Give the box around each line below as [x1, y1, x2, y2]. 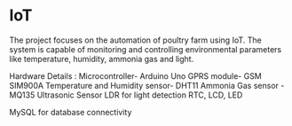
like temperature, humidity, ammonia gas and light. [9, 53, 194, 64]
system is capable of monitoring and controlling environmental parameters [9, 43, 282, 54]
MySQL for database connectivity [9, 106, 132, 117]
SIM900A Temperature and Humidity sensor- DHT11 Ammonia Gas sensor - [9, 80, 285, 91]
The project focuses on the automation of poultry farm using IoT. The [9, 35, 262, 45]
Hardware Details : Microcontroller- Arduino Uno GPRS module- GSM [9, 70, 262, 81]
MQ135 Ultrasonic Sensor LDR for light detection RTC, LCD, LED [9, 90, 243, 100]
